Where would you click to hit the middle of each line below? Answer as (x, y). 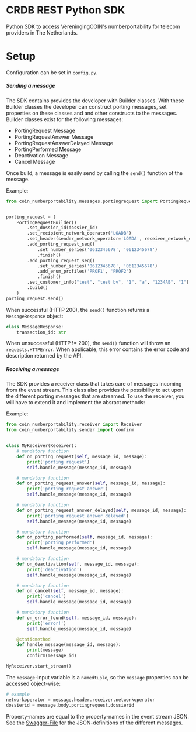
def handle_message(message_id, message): (69, 645)
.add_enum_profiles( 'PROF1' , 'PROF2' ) (84, 272)
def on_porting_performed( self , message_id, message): (85, 537)
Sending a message (31, 86)
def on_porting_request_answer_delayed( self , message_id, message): (101, 510)
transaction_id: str (41, 332)
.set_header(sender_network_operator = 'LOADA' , (85, 239)
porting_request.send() (35, 298)
